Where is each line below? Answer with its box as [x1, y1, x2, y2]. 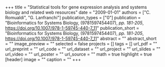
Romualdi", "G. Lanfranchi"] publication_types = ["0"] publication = [5, 15, 141, 20]
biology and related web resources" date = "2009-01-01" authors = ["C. [5, 9, 151, 15]
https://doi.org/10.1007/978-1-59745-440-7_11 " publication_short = [5, 25, 139, 31]
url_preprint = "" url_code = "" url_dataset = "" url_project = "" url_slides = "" [5, 46, 161, 52]
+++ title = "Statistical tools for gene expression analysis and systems [5, 4, 147, 10]
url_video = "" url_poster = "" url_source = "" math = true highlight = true [5, 51, 152, 57]
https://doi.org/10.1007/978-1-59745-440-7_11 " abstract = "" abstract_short [5, 35, 157, 41]
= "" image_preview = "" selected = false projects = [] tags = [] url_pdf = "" [5, 41, 158, 46]
